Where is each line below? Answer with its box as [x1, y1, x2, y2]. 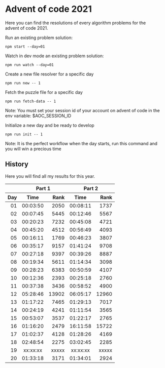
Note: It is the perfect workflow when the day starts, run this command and [5, 140, 158, 146]
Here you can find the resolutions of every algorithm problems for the [5, 20, 146, 26]
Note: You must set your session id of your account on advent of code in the [5, 107, 160, 113]
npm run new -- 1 [5, 81, 41, 85]
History [5, 160, 29, 168]
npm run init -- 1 [5, 132, 43, 137]
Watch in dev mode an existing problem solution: [5, 53, 104, 59]
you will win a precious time [5, 146, 62, 152]
